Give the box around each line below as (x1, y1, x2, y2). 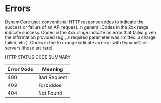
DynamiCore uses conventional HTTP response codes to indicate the (5, 19, 144, 25)
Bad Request (38, 74, 67, 81)
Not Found (38, 89, 62, 96)
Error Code (7, 66, 34, 72)
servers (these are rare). (5, 45, 54, 51)
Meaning (42, 66, 63, 72)
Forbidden (38, 82, 62, 88)
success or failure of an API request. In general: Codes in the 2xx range (5, 24, 149, 30)
